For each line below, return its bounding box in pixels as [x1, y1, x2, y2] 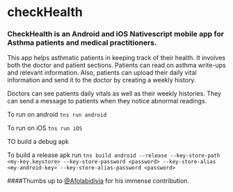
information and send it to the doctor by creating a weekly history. [7, 76, 196, 84]
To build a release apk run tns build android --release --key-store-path [7, 151, 220, 159]
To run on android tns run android [7, 110, 107, 119]
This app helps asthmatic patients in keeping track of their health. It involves [7, 54, 226, 62]
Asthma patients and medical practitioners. [7, 38, 157, 47]
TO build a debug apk [7, 138, 70, 146]
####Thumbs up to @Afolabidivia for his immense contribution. [7, 177, 190, 185]
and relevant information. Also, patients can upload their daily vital [7, 68, 197, 77]
